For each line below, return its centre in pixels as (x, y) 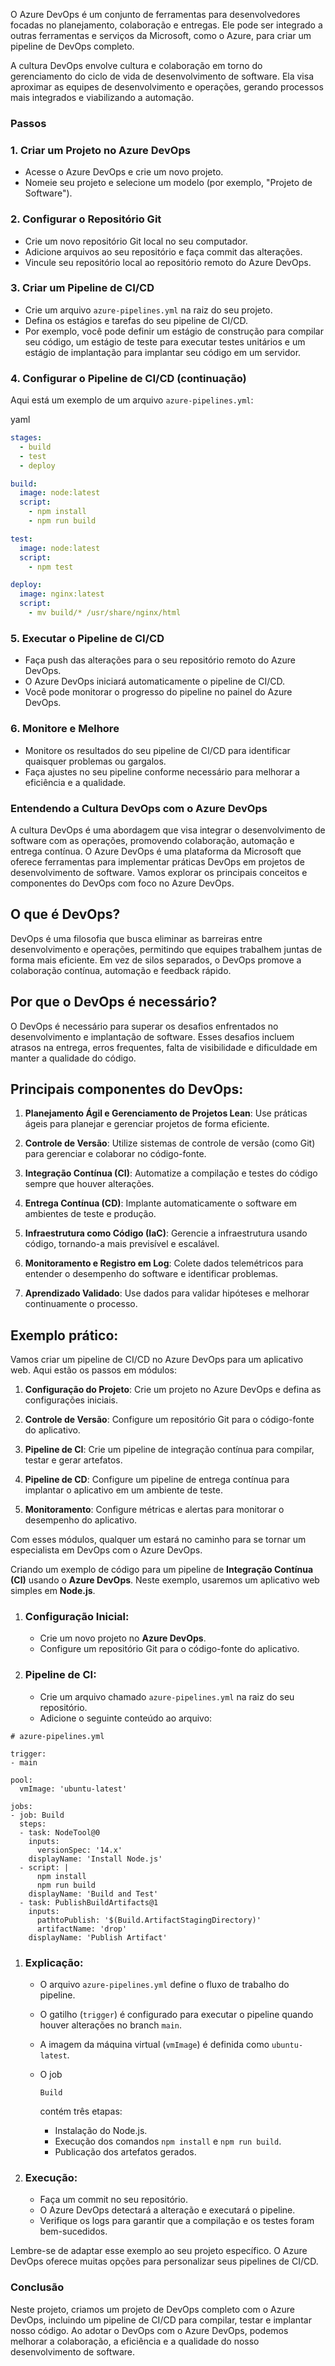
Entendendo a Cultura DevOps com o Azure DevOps (139, 808)
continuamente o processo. (81, 1304)
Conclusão (37, 2287)
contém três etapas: (81, 2111)
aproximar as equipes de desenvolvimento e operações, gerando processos (167, 87)
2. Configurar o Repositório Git (86, 219)
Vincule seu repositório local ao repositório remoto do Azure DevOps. (168, 262)
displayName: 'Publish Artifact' (98, 1937)
